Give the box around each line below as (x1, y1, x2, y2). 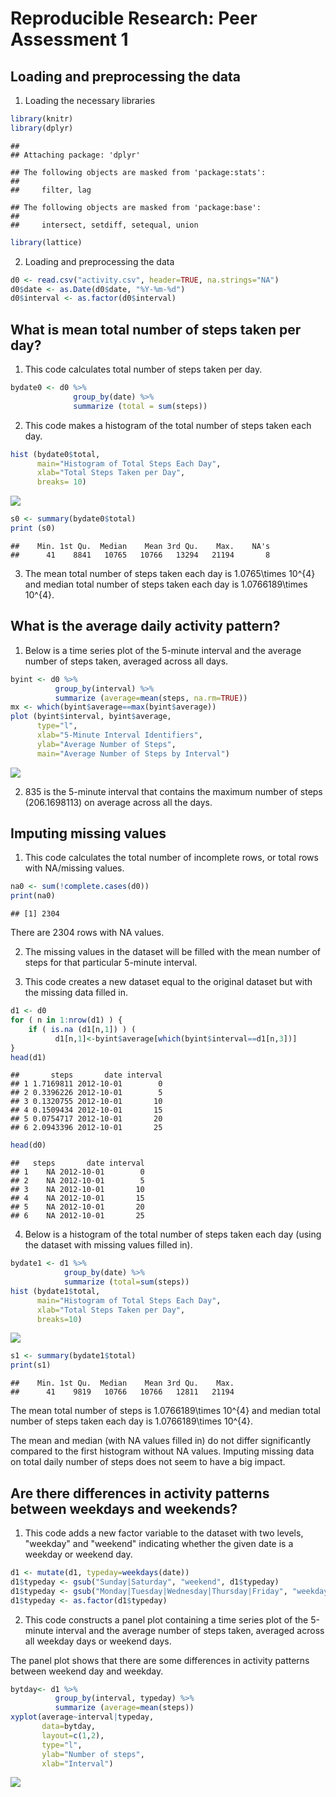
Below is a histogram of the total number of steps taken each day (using (24, 1228, 322, 1241)
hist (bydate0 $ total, (10, 449, 101, 459)
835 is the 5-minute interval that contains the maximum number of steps (24, 785, 323, 797)
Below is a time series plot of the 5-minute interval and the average (24, 644, 302, 656)
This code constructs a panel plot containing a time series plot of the (24, 1613, 309, 1626)
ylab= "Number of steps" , (41, 1749, 145, 1759)
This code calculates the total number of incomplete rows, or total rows (24, 852, 319, 864)
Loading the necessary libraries (24, 95, 156, 106)
